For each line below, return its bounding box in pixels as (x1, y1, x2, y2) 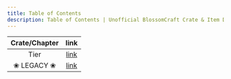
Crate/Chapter (10, 38, 59, 48)
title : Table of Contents (7, 10, 81, 17)
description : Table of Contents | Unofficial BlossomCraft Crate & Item (7, 16, 220, 23)
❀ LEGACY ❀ (13, 61, 56, 70)
